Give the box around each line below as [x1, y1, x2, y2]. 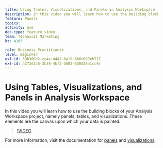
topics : [5, 20, 21, 26]
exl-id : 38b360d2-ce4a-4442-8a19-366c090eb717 [5, 56, 101, 61]
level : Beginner [5, 52, 38, 57]
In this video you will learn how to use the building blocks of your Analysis [5, 108, 153, 114]
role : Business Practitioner [5, 47, 64, 52]
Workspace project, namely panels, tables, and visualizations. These [5, 114, 142, 119]
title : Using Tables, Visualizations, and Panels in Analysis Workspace [5, 7, 155, 12]
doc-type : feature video [5, 30, 55, 34]
